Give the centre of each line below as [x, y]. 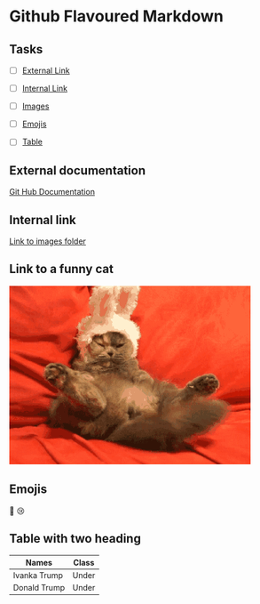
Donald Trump [39, 588]
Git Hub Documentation [52, 192]
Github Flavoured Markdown [116, 16]
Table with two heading [75, 539]
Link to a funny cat [61, 269]
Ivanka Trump [38, 576]
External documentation [78, 170]
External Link [46, 70]
